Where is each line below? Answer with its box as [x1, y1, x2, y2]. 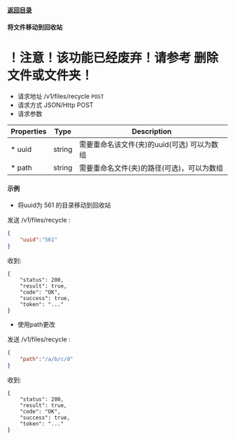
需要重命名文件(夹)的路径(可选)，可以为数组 [79, 164, 224, 173]
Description [131, 127, 172, 136]
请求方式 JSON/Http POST [17, 101, 94, 109]
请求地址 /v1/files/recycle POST [17, 92, 104, 101]
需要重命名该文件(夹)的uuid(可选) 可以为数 [79, 140, 219, 150]
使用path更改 [17, 320, 56, 328]
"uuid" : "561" [20, 236, 58, 243]
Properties [10, 127, 47, 136]
